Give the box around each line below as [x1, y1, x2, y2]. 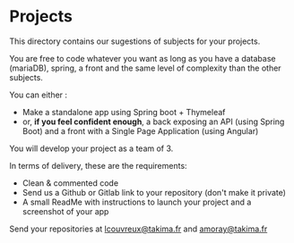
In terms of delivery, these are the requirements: [9, 160, 187, 171]
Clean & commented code [22, 177, 119, 189]
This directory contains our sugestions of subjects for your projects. [9, 36, 261, 46]
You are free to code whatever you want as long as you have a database [9, 53, 276, 63]
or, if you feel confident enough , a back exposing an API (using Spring [22, 116, 285, 127]
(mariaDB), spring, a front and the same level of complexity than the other [9, 63, 281, 73]
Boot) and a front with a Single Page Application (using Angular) [22, 125, 259, 136]
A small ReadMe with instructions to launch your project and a [22, 197, 252, 207]
